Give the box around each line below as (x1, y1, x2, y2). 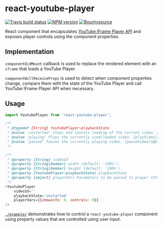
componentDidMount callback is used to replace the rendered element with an (5, 60, 157, 66)
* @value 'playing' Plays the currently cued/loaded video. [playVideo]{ (7, 135, 160, 140)
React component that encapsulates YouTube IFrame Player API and (5, 28, 141, 34)
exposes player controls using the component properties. (5, 34, 120, 39)
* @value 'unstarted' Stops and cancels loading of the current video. (7, 130, 155, 135)
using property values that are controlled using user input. (5, 216, 121, 222)
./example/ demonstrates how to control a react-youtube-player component (5, 211, 158, 217)
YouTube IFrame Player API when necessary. (5, 86, 95, 91)
